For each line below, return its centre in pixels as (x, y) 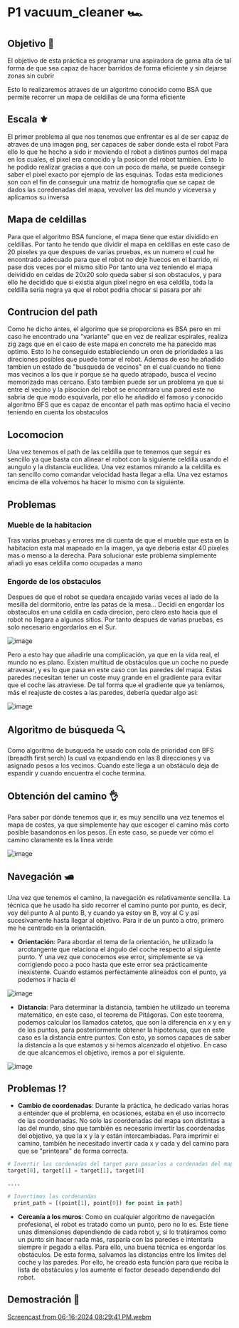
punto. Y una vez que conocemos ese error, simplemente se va (110, 956)
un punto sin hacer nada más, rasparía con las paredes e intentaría (116, 1239)
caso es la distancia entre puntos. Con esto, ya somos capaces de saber (124, 1037)
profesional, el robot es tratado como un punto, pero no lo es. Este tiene (123, 1224)
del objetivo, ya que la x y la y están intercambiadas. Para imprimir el (118, 1136)
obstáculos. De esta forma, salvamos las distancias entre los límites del (122, 1254)
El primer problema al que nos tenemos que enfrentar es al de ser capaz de (118, 136)
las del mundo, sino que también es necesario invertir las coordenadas (121, 1129)
